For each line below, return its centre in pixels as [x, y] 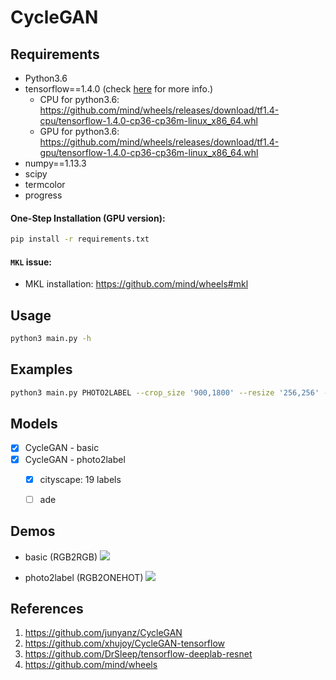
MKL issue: [31, 262]
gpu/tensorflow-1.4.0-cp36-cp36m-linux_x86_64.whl [149, 152]
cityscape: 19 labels [80, 479]
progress [43, 195]
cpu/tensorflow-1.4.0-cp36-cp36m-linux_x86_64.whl [148, 120]
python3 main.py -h [51, 339]
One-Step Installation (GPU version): [88, 218]
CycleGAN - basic [62, 448]
